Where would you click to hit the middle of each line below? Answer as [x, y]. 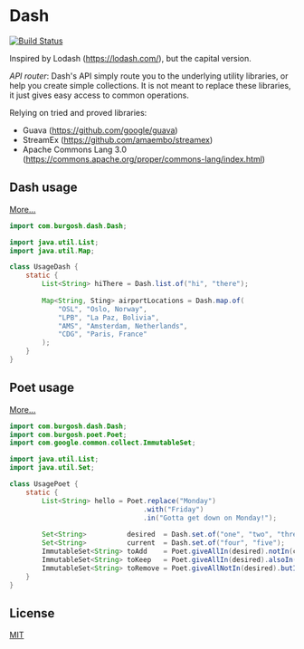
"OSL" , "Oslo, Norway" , [102, 309]
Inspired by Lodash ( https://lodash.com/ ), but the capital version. [130, 58]
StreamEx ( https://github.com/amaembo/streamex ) [118, 139]
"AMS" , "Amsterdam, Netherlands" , [123, 326]
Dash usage [43, 188]
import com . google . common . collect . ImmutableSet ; [103, 443]
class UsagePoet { [44, 484]
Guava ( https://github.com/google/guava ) [100, 130]
